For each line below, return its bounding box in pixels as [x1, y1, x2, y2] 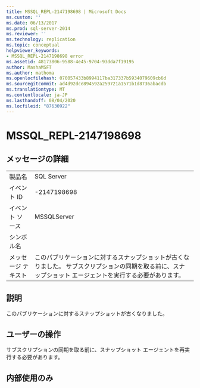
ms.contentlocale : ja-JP [6, 92, 68, 98]
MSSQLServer [35, 213, 74, 221]
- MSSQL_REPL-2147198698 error [6, 53, 84, 59]
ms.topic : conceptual [6, 42, 60, 48]
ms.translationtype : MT [6, 87, 65, 93]
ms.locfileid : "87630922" [6, 103, 70, 109]
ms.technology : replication [6, 36, 76, 42]
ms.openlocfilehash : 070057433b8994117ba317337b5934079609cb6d [6, 75, 167, 81]
